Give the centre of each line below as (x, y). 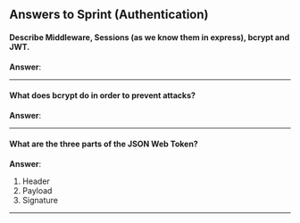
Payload (37, 190)
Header (36, 181)
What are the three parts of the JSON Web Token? (104, 144)
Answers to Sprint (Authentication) (109, 15)
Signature (40, 200)
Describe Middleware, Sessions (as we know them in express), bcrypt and (150, 37)
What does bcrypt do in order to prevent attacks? (103, 95)
